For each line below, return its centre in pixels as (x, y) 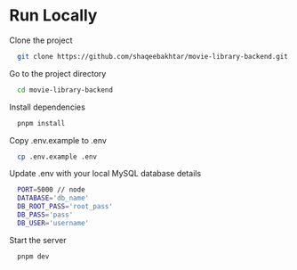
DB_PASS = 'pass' (45, 215)
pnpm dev (33, 256)
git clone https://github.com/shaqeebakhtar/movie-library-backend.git (153, 56)
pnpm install (41, 123)
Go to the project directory (58, 73)
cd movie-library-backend (65, 90)
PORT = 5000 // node (52, 190)
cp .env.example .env (57, 157)
